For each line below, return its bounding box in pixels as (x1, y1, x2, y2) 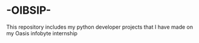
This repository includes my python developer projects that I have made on (6, 23, 194, 30)
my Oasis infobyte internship (6, 29, 77, 36)
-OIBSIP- (6, 4, 51, 17)
